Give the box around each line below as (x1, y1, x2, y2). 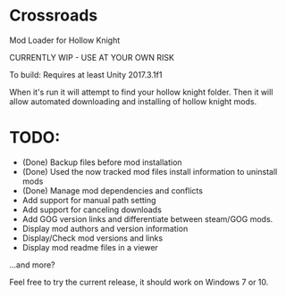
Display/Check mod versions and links (21, 233, 164, 243)
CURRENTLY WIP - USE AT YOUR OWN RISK (9, 52, 174, 62)
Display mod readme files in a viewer (21, 242, 159, 252)
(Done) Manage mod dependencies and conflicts (21, 185, 204, 196)
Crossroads (9, 5, 98, 26)
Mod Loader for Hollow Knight (9, 35, 121, 45)
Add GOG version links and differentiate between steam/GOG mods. (21, 213, 273, 224)
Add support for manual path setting (21, 194, 156, 205)
